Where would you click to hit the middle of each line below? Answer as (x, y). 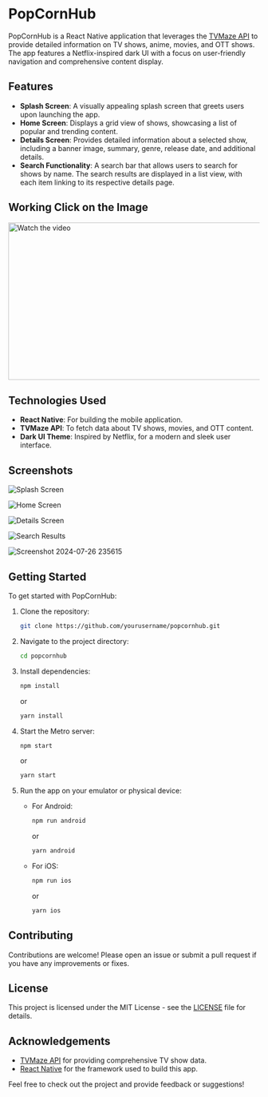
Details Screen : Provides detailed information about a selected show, (134, 140)
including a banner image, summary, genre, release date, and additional (138, 148)
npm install (39, 686)
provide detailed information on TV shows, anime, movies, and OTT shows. (132, 44)
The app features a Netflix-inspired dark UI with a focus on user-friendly (127, 53)
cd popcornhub (43, 656)
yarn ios (46, 910)
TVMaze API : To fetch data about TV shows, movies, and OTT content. (136, 428)
